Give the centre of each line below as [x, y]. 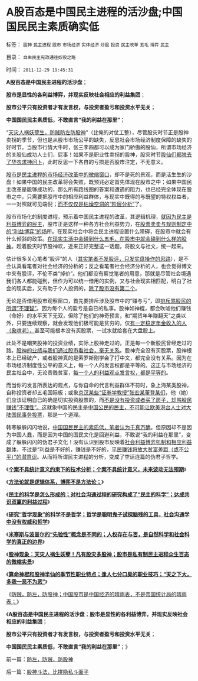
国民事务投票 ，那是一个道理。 [47, 414]
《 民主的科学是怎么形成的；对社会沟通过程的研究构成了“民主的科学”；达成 [95, 494]
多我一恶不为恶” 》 [27, 581]
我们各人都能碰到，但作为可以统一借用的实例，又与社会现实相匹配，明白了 [96, 281]
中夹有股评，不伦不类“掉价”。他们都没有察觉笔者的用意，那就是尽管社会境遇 [99, 273]
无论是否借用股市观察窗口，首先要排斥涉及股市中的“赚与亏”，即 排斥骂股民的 [99, 301]
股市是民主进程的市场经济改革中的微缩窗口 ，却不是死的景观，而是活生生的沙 [99, 174]
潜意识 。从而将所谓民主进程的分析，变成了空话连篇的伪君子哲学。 [101, 456]
